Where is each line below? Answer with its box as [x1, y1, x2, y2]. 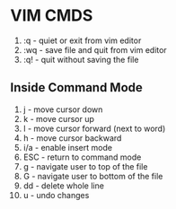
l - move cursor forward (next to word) [22, 123, 166, 134]
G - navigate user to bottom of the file [22, 170, 163, 181]
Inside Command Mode [10, 80, 143, 95]
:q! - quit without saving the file [22, 54, 139, 65]
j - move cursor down [22, 104, 103, 115]
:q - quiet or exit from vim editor [22, 35, 142, 46]
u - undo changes [22, 189, 90, 200]
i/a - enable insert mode [22, 142, 113, 152]
